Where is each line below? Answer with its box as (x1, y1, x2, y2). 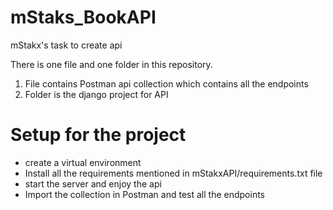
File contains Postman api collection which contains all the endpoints (24, 77, 309, 90)
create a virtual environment (24, 156, 142, 168)
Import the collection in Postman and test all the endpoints (24, 188, 265, 200)
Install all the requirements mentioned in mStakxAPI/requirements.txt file (24, 167, 323, 179)
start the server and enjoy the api (24, 177, 162, 190)
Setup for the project (10, 124, 187, 146)
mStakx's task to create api (10, 39, 123, 51)
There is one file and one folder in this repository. (10, 58, 213, 70)
